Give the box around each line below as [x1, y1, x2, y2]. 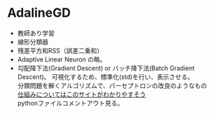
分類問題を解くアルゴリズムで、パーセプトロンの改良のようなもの [17, 81, 208, 90]
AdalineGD [7, 5, 71, 21]
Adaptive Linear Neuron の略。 [17, 55, 106, 64]
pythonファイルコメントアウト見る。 [17, 99, 124, 107]
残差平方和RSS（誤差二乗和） [17, 46, 104, 55]
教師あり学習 [17, 29, 55, 37]
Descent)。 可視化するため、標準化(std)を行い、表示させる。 [17, 72, 194, 81]
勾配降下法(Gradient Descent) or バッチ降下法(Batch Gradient [17, 64, 195, 72]
